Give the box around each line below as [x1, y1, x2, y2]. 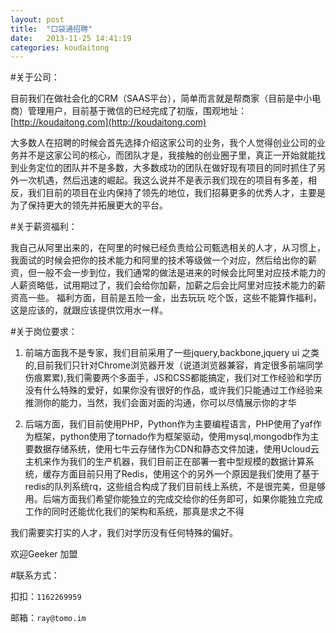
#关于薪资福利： [10, 221, 78, 233]
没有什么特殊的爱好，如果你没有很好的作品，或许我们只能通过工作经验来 [24, 384, 323, 396]
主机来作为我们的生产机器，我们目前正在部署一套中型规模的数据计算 [24, 456, 306, 468]
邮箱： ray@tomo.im [10, 612, 87, 624]
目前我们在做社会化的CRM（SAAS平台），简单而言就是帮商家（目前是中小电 [10, 92, 322, 105]
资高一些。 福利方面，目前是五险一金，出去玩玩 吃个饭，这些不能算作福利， [10, 292, 322, 304]
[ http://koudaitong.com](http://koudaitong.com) [10, 116, 207, 128]
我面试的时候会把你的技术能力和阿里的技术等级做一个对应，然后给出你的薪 [10, 254, 317, 266]
